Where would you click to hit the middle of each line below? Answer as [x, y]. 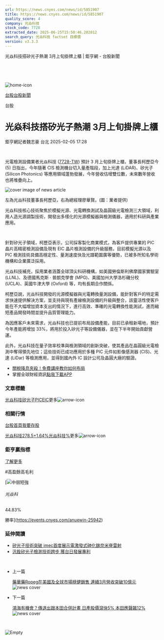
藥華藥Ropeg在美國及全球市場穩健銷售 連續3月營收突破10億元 [74, 582]
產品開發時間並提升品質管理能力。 [43, 312]
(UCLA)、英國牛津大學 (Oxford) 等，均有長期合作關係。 [61, 283]
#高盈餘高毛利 [19, 472]
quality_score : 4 [23, 19]
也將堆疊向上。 [20, 180]
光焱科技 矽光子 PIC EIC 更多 [31, 400]
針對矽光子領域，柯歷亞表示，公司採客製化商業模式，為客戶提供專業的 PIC [80, 242]
